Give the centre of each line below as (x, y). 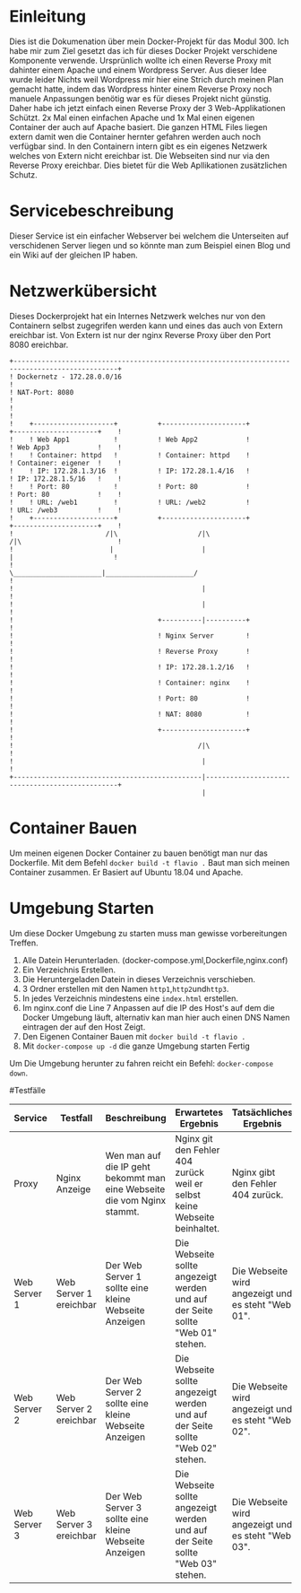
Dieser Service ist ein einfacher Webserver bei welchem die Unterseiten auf (149, 236)
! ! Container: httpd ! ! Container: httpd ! (130, 455)
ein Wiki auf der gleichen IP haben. (74, 255)
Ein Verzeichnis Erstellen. (69, 970)
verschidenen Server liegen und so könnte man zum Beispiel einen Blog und (150, 245)
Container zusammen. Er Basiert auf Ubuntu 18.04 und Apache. (126, 872)
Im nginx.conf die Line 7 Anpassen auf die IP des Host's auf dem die (148, 1007)
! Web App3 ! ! (66, 447)
